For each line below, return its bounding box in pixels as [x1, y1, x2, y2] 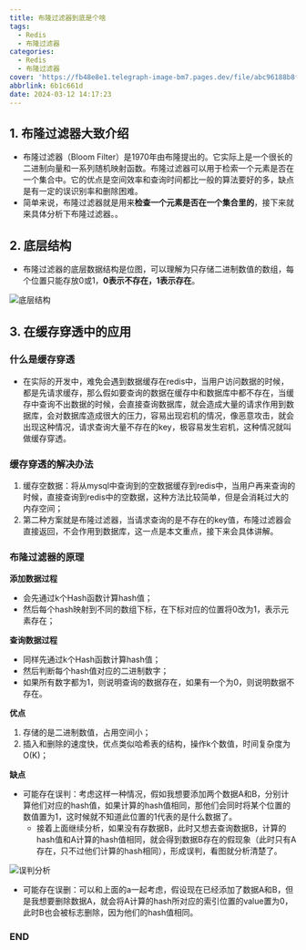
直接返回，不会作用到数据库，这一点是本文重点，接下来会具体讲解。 [22, 526, 279, 537]
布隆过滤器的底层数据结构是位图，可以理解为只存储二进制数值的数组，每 [22, 263, 294, 274]
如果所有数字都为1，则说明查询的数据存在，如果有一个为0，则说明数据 [22, 676, 287, 688]
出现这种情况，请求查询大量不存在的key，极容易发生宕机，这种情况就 [22, 421, 284, 432]
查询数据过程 [9, 635, 57, 645]
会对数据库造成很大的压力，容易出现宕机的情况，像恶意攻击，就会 [46, 409, 294, 420]
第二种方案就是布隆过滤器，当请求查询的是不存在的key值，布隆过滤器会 [22, 514, 291, 525]
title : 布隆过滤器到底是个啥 [9, 13, 107, 23]
